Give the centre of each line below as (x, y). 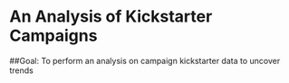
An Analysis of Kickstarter (111, 17)
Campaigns (53, 36)
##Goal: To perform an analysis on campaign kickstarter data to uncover (145, 60)
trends (22, 70)
